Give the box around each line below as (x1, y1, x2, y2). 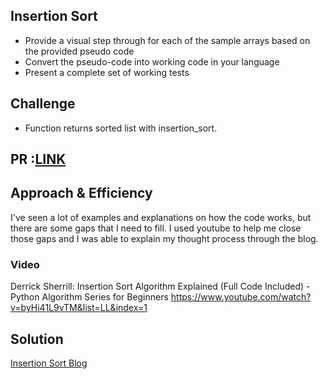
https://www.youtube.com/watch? (170, 291, 312, 303)
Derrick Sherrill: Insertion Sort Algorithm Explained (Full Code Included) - (10, 280, 311, 293)
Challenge (10, 95, 76, 113)
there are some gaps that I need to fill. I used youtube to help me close (10, 222, 302, 234)
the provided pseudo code (24, 45, 135, 57)
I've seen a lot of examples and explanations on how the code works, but (10, 211, 312, 223)
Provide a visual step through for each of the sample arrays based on (24, 34, 311, 46)
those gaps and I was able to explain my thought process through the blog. (10, 232, 319, 244)
